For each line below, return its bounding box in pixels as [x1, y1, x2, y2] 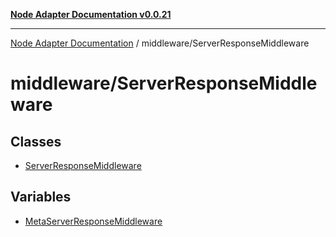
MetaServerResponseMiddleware [24, 215, 163, 227]
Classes [10, 133, 62, 150]
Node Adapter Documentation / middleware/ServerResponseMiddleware [10, 37, 310, 49]
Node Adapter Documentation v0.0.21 [10, 9, 172, 20]
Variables [10, 189, 72, 206]
